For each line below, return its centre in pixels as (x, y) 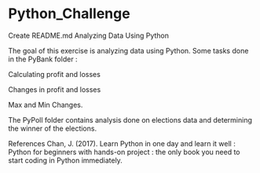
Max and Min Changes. (46, 105)
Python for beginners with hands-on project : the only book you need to (124, 152)
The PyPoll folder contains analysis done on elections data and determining (130, 120)
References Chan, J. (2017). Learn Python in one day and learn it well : (122, 143)
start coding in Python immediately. (66, 160)
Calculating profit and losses (54, 74)
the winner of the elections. (52, 128)
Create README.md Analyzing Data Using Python (89, 35)
